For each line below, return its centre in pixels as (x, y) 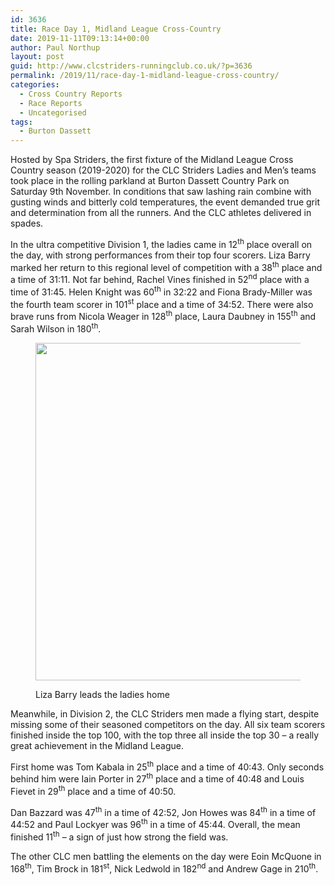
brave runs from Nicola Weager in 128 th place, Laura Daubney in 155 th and (163, 316)
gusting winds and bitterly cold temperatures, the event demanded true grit (165, 202)
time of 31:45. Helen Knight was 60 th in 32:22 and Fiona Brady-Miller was (161, 291)
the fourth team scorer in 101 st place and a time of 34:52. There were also (162, 303)
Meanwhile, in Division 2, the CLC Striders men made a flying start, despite (165, 713)
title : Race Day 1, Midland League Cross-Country (116, 29)
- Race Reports (51, 103)
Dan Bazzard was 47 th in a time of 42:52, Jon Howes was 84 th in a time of (163, 811)
